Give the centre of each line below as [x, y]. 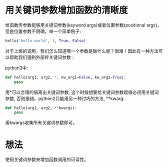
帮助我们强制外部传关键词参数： [42, 57]
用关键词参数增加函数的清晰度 [67, 10]
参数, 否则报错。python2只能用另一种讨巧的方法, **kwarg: [65, 98]
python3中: [17, 67]
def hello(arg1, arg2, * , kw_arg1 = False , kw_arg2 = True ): [66, 77]
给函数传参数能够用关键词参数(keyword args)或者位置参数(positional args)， [83, 25]
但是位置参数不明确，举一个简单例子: [43, 31]
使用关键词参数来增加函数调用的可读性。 [47, 159]
